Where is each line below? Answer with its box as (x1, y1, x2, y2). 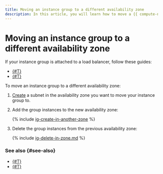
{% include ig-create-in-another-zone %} (12, 116, 96, 122)
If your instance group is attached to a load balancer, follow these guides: (5, 59, 152, 65)
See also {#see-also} (5, 147, 56, 154)
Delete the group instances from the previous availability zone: (12, 126, 137, 132)
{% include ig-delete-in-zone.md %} (12, 135, 86, 141)
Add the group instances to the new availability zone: (12, 107, 118, 113)
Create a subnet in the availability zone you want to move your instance (12, 92, 155, 98)
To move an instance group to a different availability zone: (5, 83, 121, 89)
